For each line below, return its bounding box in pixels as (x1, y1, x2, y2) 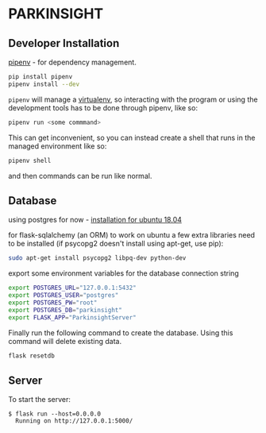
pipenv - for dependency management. (8, 57, 137, 67)
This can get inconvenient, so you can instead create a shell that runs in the (8, 133, 256, 142)
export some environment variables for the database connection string (8, 269, 240, 278)
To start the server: (8, 395, 71, 404)
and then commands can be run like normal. (8, 171, 152, 180)
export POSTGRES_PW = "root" (8, 299, 98, 307)
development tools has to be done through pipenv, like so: (8, 102, 199, 112)
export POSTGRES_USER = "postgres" (8, 292, 119, 300)
